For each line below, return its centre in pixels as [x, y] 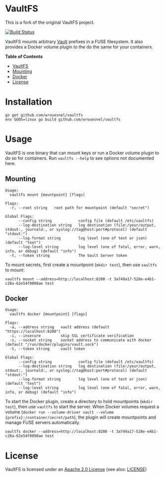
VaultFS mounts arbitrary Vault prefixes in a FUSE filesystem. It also [74, 41]
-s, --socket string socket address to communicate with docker [81, 340]
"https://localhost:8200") [33, 332]
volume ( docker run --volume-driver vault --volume [59, 412]
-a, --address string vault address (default [60, 327]
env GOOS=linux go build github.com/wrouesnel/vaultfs [63, 119]
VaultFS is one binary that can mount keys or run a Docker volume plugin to [82, 153]
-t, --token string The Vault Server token [68, 255]
